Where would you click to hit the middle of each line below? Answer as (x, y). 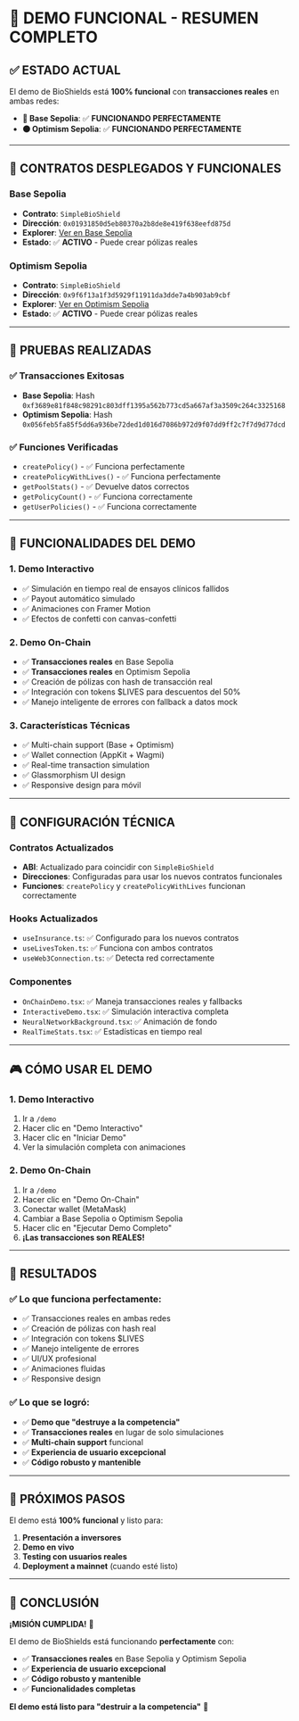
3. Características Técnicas (70, 725)
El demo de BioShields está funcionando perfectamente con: (121, 1642)
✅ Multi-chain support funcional (83, 1442)
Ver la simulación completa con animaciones (104, 1147)
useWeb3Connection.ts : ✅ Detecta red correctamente (118, 958)
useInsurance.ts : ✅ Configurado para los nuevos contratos (130, 938)
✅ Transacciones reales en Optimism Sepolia (106, 671)
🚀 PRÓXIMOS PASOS (68, 1499)
